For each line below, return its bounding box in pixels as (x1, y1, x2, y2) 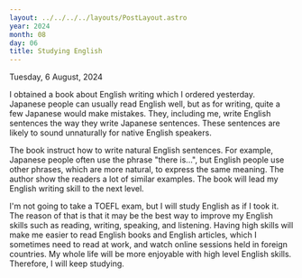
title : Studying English (9, 47, 103, 56)
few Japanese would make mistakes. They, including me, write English (9, 108, 271, 119)
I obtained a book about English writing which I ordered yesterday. (9, 89, 255, 100)
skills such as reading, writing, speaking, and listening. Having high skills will (9, 220, 294, 231)
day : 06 (9, 38, 39, 48)
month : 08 (9, 30, 47, 39)
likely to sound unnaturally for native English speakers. (9, 127, 212, 138)
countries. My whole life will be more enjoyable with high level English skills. (9, 249, 292, 260)
